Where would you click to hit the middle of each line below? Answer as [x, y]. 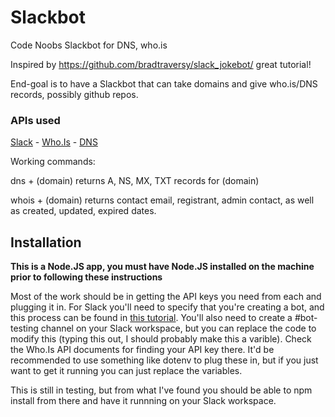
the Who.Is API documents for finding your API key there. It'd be [142, 350]
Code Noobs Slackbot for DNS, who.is [89, 45]
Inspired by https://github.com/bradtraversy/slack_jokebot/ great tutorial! [161, 64]
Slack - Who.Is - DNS [54, 142]
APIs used [35, 120]
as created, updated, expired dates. [83, 211]
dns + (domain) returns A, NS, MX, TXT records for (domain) [135, 181]
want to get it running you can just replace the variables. [126, 371]
